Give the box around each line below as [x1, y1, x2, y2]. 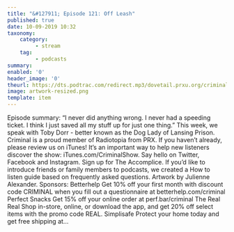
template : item [7, 95, 52, 102]
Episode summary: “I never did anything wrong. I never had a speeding [7, 114, 211, 122]
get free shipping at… [7, 217, 69, 225]
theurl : [7, 82, 30, 88]
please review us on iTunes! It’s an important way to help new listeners [7, 144, 210, 151]
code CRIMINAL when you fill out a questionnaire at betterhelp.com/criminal [7, 187, 226, 196]
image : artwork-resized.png [7, 88, 89, 95]
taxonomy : [7, 29, 36, 37]
